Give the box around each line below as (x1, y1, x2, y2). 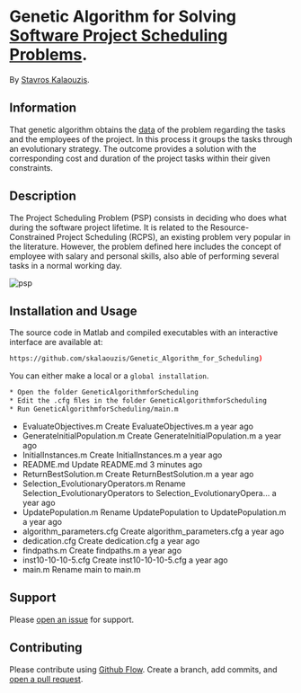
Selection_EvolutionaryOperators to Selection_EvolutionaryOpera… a (22, 487, 277, 498)
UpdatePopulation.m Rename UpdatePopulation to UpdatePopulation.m (22, 506, 287, 518)
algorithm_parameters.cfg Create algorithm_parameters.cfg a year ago (22, 526, 285, 537)
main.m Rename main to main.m (22, 564, 141, 574)
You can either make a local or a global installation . (9, 370, 209, 381)
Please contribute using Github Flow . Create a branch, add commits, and (9, 663, 278, 675)
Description (9, 189, 76, 204)
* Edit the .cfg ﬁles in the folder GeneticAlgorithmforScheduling (9, 396, 268, 405)
